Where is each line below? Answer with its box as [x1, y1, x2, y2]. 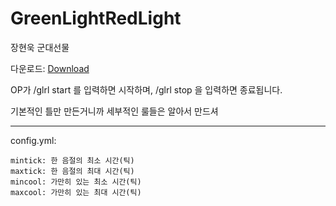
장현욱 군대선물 [10, 41, 70, 53]
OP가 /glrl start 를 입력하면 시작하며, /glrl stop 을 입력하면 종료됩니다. [10, 83, 283, 96]
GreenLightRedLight [10, 7, 182, 30]
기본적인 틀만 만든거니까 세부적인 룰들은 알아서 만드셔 [10, 105, 219, 117]
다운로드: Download [10, 62, 90, 74]
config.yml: [10, 134, 57, 146]
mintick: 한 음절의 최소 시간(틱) [10, 155, 135, 166]
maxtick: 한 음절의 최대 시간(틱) [10, 166, 135, 176]
